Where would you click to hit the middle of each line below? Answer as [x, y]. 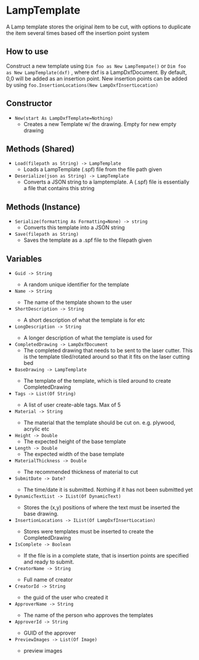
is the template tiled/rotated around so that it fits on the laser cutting [107, 357]
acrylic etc [36, 429]
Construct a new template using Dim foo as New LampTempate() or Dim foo [96, 66]
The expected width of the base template [74, 454]
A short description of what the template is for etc [84, 320]
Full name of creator [48, 579]
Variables [24, 259]
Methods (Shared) [41, 149]
